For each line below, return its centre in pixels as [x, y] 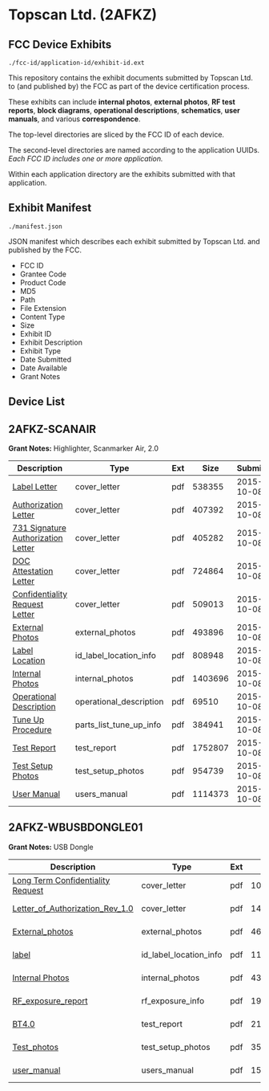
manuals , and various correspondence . [74, 119]
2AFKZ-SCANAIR [52, 429]
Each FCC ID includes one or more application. [86, 159]
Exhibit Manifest [50, 208]
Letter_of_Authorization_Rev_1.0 [73, 908]
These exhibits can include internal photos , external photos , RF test [122, 102]
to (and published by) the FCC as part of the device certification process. [129, 86]
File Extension [43, 308]
